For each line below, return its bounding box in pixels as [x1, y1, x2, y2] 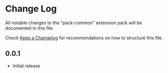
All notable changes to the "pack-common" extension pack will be [5, 20, 142, 26]
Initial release [12, 62, 40, 68]
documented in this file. [5, 25, 54, 31]
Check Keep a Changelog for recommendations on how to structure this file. [5, 35, 163, 41]
